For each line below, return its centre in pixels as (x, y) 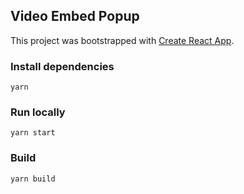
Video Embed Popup (75, 16)
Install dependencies (62, 66)
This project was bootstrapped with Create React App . (122, 40)
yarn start (33, 133)
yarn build (33, 179)
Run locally (38, 112)
